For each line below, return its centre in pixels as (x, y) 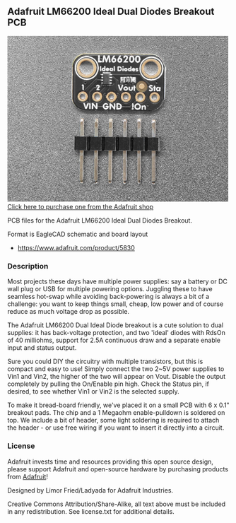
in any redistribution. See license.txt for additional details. (91, 511)
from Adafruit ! (28, 476)
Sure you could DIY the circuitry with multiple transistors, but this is (105, 362)
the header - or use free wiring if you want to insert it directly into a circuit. (116, 428)
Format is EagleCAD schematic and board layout (78, 234)
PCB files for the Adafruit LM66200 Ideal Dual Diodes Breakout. (100, 221)
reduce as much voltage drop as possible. (68, 312)
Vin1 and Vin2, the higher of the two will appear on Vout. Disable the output (117, 377)
